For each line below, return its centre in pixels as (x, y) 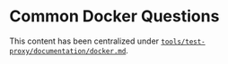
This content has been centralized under (84, 41)
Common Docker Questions (114, 16)
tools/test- (184, 42)
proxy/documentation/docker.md (68, 51)
